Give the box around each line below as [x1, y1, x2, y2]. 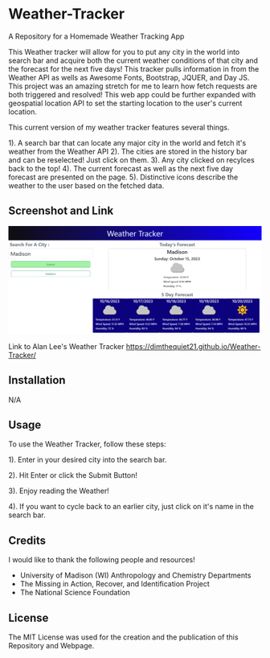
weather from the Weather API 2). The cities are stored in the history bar [8, 146, 247, 156]
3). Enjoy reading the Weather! [8, 486, 110, 496]
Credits [8, 533, 47, 547]
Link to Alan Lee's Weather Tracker [8, 341, 125, 351]
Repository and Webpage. [8, 641, 95, 651]
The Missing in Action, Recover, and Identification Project [19, 579, 211, 589]
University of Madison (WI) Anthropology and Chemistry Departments [19, 570, 252, 580]
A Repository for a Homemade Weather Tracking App [8, 31, 185, 41]
